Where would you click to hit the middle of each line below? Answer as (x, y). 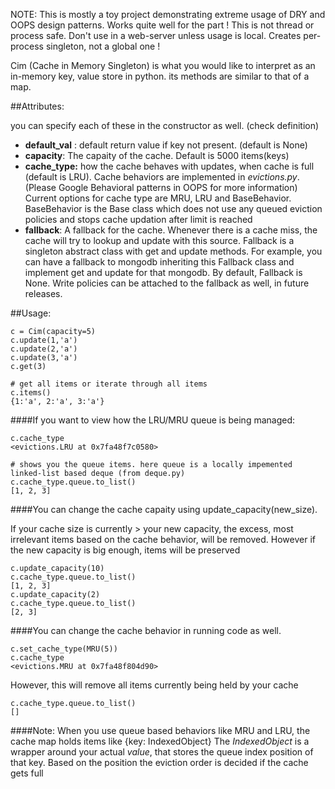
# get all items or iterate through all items (109, 384)
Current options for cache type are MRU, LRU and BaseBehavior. (158, 198)
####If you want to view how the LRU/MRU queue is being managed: (153, 420)
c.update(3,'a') (44, 358)
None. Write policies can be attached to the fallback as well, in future (167, 283)
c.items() (31, 393)
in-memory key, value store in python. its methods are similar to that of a (160, 76)
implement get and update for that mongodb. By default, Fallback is (163, 272)
